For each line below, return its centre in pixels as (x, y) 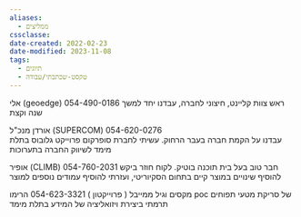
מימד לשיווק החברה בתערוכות (60, 149)
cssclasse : (30, 35)
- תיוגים (30, 69)
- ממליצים (33, 26)
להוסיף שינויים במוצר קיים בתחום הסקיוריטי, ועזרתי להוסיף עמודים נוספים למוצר (145, 176)
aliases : (26, 18)
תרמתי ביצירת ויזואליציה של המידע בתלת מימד (89, 203)
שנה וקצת (26, 112)
